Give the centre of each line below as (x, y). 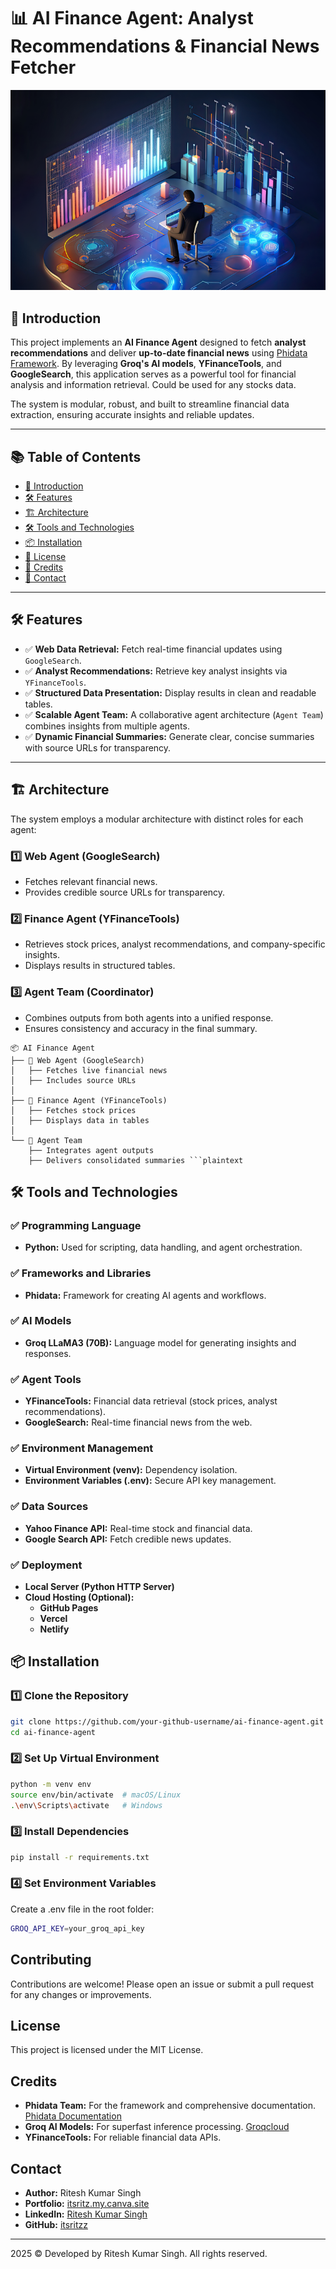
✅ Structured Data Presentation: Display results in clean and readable (170, 692)
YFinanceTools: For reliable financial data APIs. (123, 2137)
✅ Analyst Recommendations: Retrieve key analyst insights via (156, 671)
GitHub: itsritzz (56, 2224)
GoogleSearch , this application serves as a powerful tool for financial (153, 374)
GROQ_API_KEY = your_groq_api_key (77, 1928)
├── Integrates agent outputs (91, 1150)
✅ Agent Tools (46, 1379)
